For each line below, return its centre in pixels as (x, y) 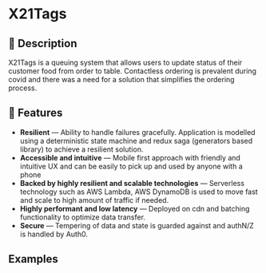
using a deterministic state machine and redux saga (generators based (136, 140)
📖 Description (43, 44)
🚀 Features (36, 113)
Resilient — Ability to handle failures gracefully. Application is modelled (137, 132)
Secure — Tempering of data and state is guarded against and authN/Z (137, 225)
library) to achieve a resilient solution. (81, 149)
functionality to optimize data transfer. (83, 217)
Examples (33, 259)
